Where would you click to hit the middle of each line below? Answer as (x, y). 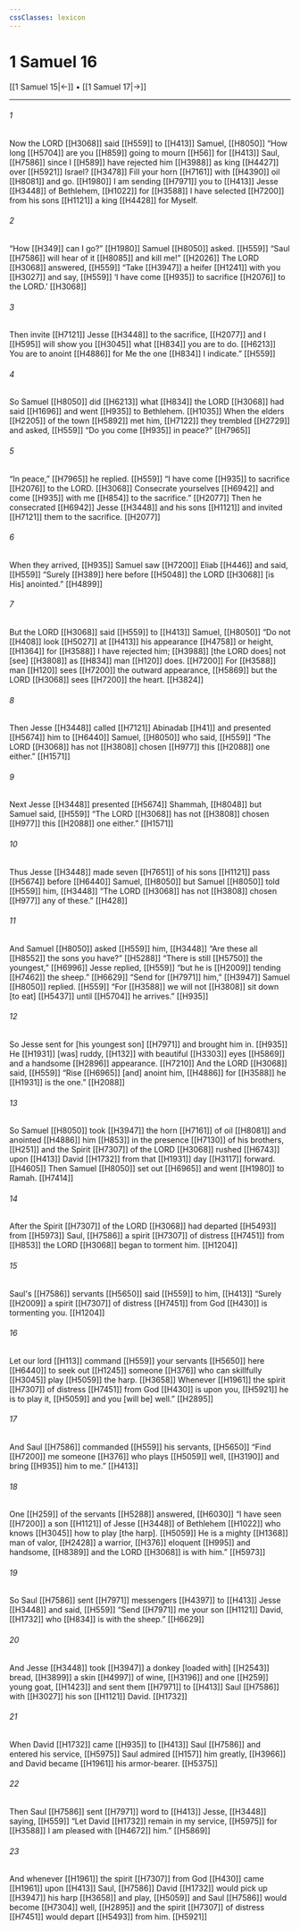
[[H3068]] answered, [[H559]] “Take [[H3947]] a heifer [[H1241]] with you (145, 267)
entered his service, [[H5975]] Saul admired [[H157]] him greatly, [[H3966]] (148, 1754)
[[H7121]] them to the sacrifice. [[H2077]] (85, 516)
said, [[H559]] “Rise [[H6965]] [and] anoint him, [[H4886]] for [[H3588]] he (148, 1073)
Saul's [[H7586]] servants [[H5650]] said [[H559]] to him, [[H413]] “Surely (146, 1293)
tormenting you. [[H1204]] (57, 1313)
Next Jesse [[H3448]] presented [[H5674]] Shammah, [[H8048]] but (135, 804)
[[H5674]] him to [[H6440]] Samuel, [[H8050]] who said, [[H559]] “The (140, 737)
